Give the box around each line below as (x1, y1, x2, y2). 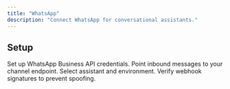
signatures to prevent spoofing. (7, 75, 96, 83)
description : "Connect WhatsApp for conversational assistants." (7, 16, 198, 23)
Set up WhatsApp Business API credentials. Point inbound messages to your (7, 60, 223, 68)
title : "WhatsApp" (7, 10, 60, 17)
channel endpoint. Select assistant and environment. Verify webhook (7, 67, 202, 75)
